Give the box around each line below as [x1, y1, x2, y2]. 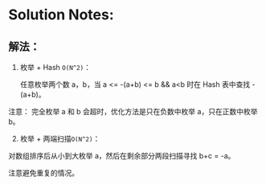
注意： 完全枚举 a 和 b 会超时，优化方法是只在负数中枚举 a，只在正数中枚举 [8, 107, 258, 116]
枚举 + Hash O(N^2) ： [19, 63, 91, 72]
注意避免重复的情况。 [8, 168, 79, 178]
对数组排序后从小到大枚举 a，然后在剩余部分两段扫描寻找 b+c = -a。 [8, 151, 235, 160]
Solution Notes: [8, 6, 114, 24]
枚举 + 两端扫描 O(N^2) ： [19, 134, 100, 143]
